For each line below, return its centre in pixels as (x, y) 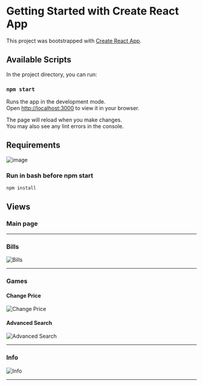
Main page (22, 224)
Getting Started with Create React (93, 11)
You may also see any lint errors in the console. (65, 126)
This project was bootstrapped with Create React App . (74, 41)
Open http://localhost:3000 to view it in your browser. (73, 108)
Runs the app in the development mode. (56, 102)
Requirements (33, 146)
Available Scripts (39, 60)
